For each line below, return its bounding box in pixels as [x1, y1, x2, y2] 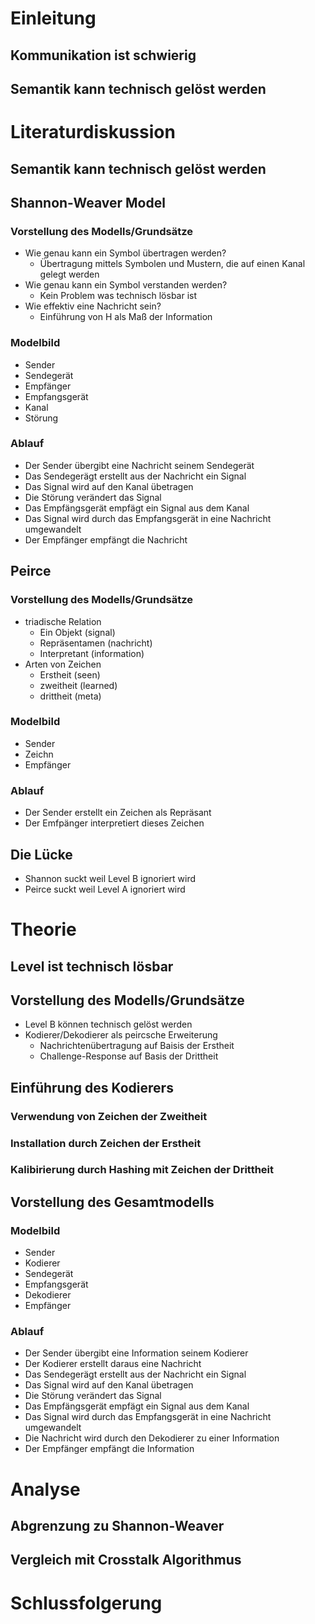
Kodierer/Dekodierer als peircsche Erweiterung [24, 1029, 218, 1041]
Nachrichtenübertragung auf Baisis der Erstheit [39, 1040, 235, 1052]
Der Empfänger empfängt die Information [24, 1443, 195, 1455]
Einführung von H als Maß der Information [39, 311, 213, 323]
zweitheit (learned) [39, 679, 118, 691]
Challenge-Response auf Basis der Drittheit [39, 1050, 219, 1062]
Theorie [10, 918, 77, 941]
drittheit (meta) [39, 690, 102, 702]
